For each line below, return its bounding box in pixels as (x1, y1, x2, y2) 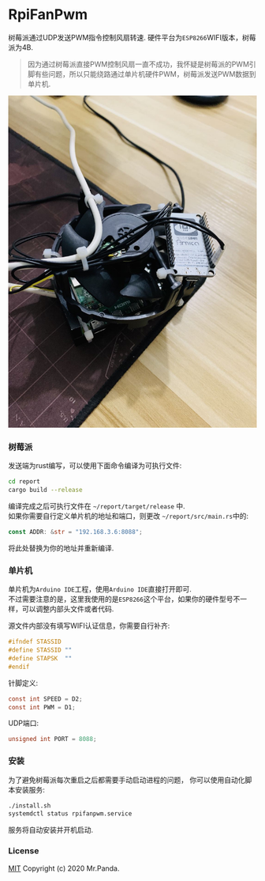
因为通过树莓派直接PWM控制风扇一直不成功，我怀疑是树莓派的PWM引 (27, 59, 256, 69)
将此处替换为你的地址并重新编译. (8, 543, 114, 553)
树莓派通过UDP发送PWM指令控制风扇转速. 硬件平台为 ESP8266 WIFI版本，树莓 (8, 32, 256, 42)
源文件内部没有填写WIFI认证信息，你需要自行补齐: (8, 621, 170, 630)
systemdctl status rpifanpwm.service (8, 810, 132, 818)
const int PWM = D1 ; (8, 703, 77, 711)
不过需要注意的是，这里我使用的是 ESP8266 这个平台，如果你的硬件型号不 (8, 595, 241, 604)
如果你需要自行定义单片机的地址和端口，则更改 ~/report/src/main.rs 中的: (8, 511, 249, 520)
